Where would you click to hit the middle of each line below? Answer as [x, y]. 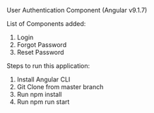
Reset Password [40, 52]
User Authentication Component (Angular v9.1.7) [77, 10]
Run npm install [39, 94]
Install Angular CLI [43, 79]
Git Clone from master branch [60, 87]
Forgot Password [42, 45]
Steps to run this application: [48, 66]
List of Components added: [46, 24]
